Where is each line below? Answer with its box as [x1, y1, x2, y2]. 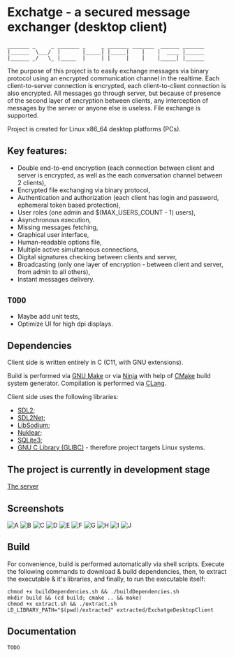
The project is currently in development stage [7, 463, 210, 475]
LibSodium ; [17, 421, 50, 430]
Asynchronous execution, [17, 215, 92, 224]
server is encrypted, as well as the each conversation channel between [17, 171, 223, 179]
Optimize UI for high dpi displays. [17, 319, 114, 328]
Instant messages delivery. [17, 275, 95, 283]
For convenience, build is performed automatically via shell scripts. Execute [7, 560, 225, 568]
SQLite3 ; [17, 436, 43, 445]
